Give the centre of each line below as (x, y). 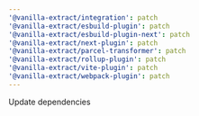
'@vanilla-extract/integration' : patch (83, 18)
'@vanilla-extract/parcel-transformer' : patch (97, 51)
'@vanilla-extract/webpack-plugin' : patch (89, 76)
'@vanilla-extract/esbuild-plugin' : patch (89, 26)
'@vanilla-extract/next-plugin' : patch (83, 43)
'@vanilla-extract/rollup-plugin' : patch (87, 59)
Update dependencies (50, 102)
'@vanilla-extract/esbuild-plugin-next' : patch (99, 34)
